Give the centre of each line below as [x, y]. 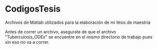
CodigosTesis [33, 9]
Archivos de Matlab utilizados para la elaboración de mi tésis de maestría [78, 22]
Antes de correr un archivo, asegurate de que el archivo [61, 32]
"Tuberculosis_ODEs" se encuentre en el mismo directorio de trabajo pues [79, 37]
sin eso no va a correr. [27, 42]
